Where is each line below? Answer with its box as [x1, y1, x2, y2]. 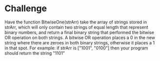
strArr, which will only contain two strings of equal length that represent [4, 24, 148, 30]
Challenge [4, 3, 47, 14]
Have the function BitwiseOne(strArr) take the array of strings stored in [4, 19, 147, 25]
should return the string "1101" [4, 50, 65, 56]
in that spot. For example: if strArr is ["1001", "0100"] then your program [4, 45, 148, 51]
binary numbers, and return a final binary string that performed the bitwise [4, 29, 154, 35]
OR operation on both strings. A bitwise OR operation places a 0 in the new [4, 35, 156, 41]
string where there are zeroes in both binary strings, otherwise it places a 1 [4, 40, 155, 45]
